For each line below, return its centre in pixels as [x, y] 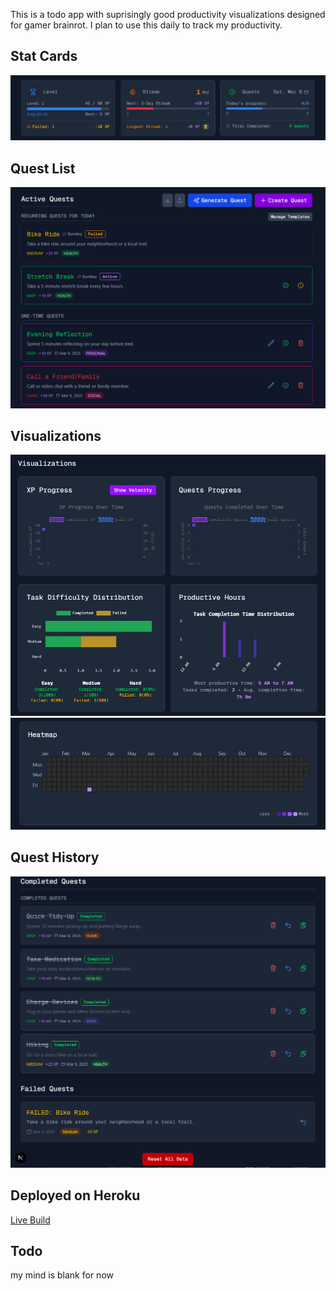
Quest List [43, 168]
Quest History [55, 857]
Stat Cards [44, 56]
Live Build [30, 1220]
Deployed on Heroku [75, 1195]
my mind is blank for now [62, 1275]
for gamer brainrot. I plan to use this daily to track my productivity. [146, 25]
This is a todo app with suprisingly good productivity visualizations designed [168, 14]
